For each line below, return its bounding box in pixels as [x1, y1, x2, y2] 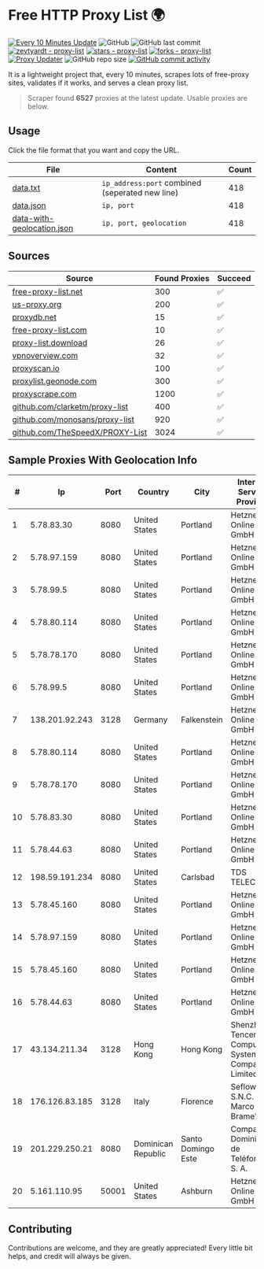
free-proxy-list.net [12, 286, 83, 297]
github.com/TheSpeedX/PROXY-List [12, 427, 148, 438]
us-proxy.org [12, 298, 62, 309]
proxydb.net [12, 312, 57, 323]
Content [145, 164, 178, 175]
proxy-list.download [12, 337, 88, 348]
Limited [230, 1068, 258, 1079]
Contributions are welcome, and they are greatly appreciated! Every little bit [8, 1243, 253, 1252]
